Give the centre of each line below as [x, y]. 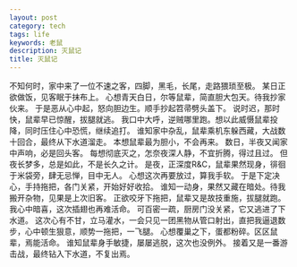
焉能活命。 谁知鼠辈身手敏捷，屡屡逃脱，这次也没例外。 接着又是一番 [152, 242]
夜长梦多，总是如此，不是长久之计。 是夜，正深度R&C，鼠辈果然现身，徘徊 [148, 164]
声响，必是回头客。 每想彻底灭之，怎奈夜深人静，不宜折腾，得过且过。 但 [152, 153]
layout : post [34, 17]
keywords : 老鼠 [36, 43]
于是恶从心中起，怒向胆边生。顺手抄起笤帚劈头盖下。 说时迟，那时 [157, 108]
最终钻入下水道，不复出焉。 [84, 254]
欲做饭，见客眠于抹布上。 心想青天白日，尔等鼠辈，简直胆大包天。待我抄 [144, 97]
